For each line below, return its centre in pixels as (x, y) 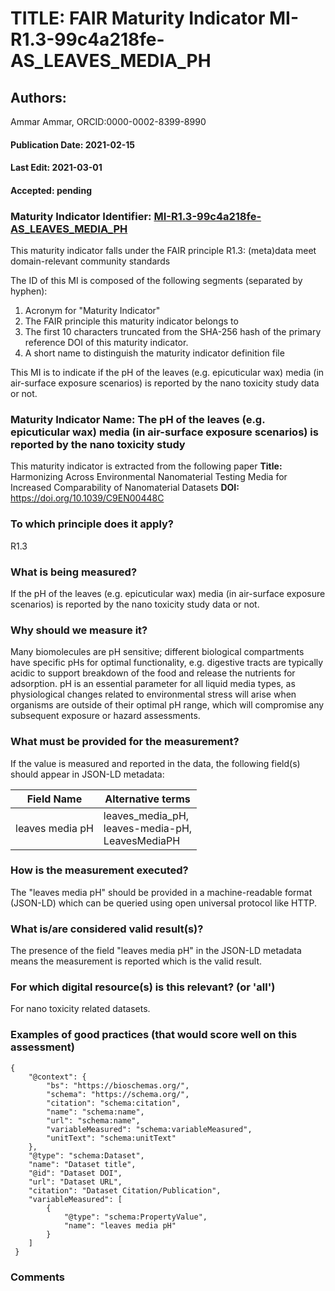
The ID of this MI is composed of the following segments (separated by (156, 281)
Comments (37, 1277)
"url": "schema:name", (93, 1120)
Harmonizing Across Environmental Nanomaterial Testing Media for (149, 477)
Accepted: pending (51, 190)
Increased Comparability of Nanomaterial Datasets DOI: (125, 488)
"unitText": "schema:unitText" (111, 1138)
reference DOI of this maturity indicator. (106, 343)
